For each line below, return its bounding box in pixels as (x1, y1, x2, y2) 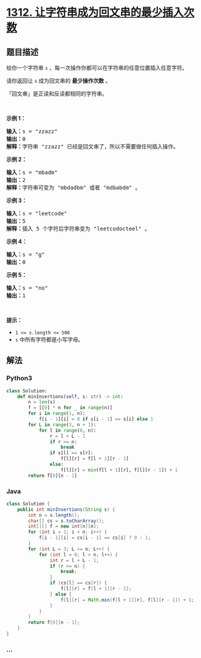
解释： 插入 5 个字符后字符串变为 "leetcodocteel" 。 (6, 226, 151, 232)
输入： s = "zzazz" (6, 128, 58, 134)
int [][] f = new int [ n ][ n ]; (28, 524, 99, 530)
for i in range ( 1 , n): (28, 410, 86, 417)
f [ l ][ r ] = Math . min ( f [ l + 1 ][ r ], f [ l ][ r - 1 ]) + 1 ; (60, 597, 194, 603)
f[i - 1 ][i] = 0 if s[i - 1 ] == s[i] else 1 (38, 416, 154, 423)
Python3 (6, 374, 32, 383)
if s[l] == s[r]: (49, 450, 94, 456)
